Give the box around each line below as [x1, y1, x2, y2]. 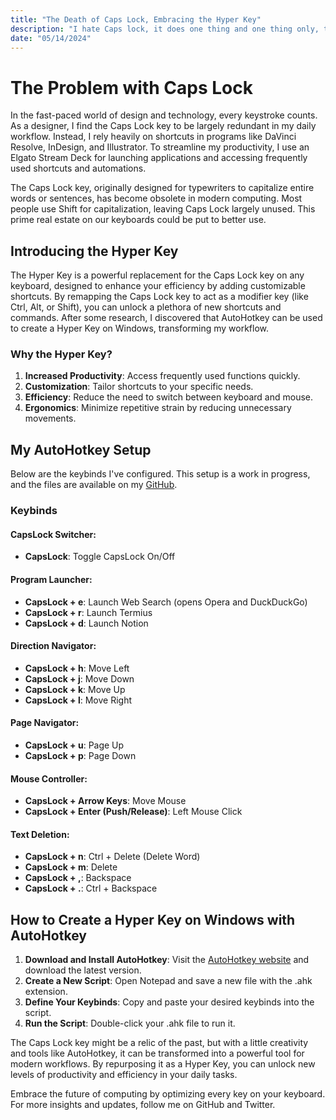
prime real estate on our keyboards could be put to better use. [10, 214, 267, 226]
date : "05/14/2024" [10, 33, 92, 43]
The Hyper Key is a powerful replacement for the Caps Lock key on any [10, 269, 305, 281]
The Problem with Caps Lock [10, 76, 253, 99]
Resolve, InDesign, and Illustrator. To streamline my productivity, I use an [10, 141, 310, 153]
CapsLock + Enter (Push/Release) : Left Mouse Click [24, 806, 243, 818]
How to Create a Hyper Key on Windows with [10, 911, 296, 928]
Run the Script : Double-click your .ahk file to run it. [24, 1017, 236, 1030]
